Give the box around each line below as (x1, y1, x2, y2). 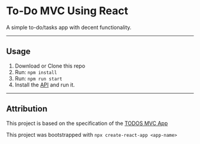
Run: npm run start (14, 75, 62, 82)
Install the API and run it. (14, 81, 76, 88)
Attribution (6, 104, 48, 114)
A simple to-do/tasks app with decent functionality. (6, 24, 132, 31)
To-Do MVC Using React (6, 4, 129, 18)
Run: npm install (14, 68, 58, 75)
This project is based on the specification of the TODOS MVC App (6, 120, 168, 127)
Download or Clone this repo (14, 62, 85, 69)
